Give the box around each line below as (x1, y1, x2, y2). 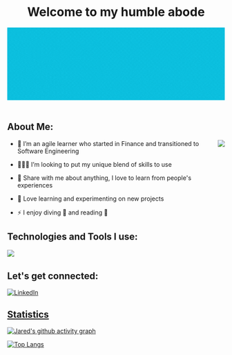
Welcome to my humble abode (27, 4, 205, 20)
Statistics (7, 309, 50, 320)
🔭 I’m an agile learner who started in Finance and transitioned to (17, 139, 200, 147)
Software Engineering (17, 147, 79, 155)
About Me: (7, 121, 54, 133)
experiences (17, 181, 53, 189)
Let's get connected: (7, 270, 99, 282)
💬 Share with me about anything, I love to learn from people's (17, 174, 192, 182)
